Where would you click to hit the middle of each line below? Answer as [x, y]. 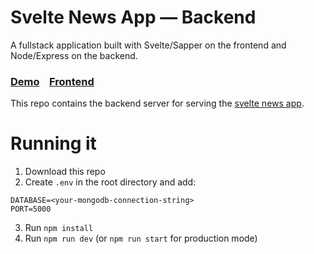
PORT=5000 [31, 209]
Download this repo [65, 172]
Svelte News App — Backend [133, 17]
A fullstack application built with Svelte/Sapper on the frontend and [148, 45]
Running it [53, 143]
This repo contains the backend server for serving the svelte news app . [157, 103]
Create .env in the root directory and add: [110, 182]
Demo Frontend [52, 81]
